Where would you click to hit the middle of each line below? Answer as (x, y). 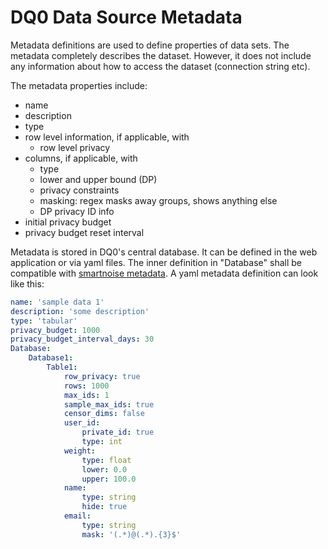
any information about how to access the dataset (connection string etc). (160, 66)
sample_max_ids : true (109, 404)
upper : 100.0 (109, 479)
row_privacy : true (102, 376)
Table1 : (62, 367)
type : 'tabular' (44, 321)
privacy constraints (79, 190)
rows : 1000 (86, 386)
